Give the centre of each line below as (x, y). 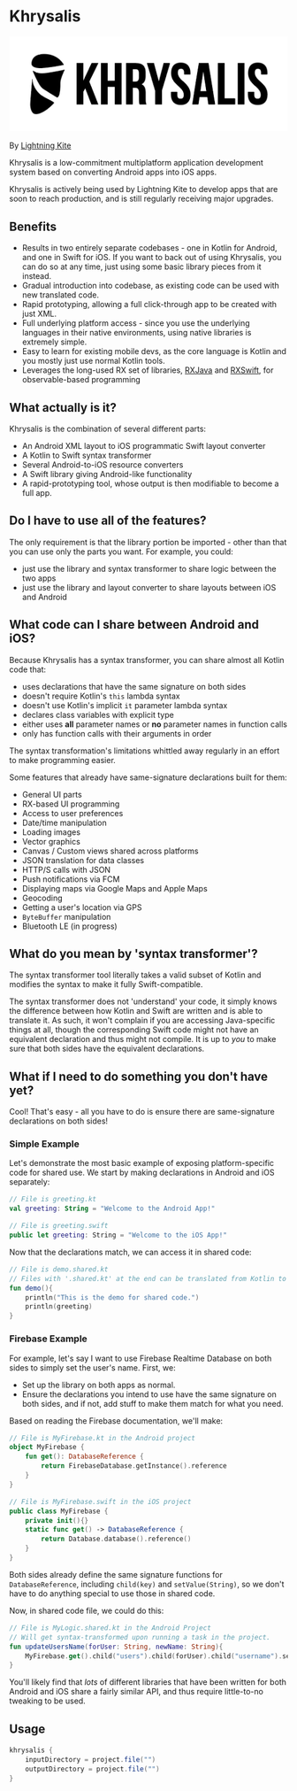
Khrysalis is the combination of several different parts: (107, 428)
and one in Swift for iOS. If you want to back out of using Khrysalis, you (152, 258)
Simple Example (44, 1144)
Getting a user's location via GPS (82, 907)
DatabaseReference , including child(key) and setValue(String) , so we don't (147, 1584)
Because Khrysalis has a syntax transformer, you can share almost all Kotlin (147, 660)
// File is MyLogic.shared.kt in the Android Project (110, 1628)
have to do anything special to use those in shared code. (112, 1593)
